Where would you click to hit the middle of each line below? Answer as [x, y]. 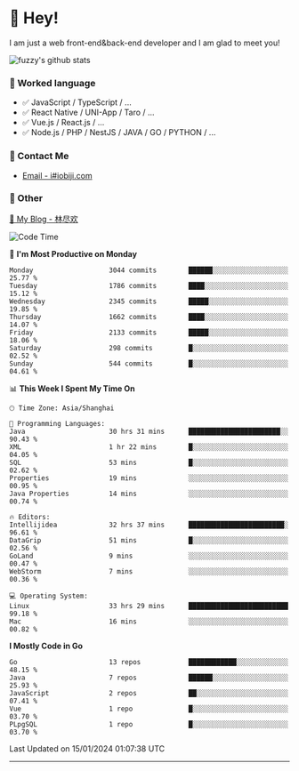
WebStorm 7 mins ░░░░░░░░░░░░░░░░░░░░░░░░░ [149, 571]
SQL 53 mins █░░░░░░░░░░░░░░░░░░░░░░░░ [149, 462]
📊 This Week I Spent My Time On [72, 388]
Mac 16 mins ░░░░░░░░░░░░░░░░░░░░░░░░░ [149, 622]
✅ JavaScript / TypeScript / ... [77, 102]
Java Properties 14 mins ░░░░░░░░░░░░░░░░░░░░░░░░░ [149, 494]
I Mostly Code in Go [46, 646]
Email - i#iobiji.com [57, 175]
